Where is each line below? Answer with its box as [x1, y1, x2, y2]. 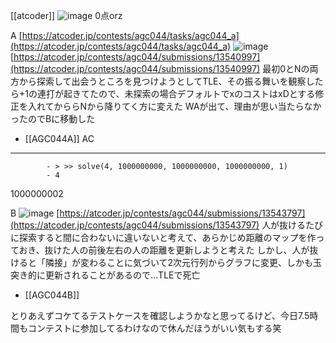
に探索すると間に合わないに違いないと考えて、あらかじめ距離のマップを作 [10, 232, 317, 243]
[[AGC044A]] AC [24, 133, 95, 144]
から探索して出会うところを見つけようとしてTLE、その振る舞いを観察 [18, 75, 307, 87]
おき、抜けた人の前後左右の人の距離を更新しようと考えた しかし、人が [18, 244, 310, 256]
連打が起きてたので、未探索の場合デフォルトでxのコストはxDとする [36, 88, 316, 99]
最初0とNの [262, 63, 310, 74]
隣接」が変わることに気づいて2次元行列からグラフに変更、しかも [44, 257, 314, 268]
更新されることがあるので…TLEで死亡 [44, 269, 201, 281]
